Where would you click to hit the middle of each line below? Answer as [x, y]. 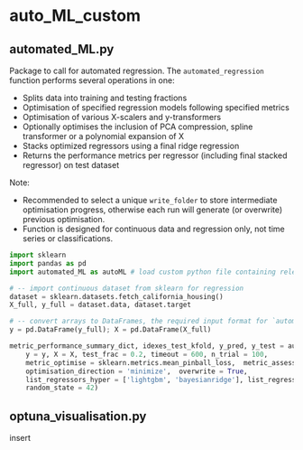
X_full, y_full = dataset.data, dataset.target [101, 305]
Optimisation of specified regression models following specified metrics [156, 108]
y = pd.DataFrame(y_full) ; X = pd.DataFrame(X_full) [110, 330]
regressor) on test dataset [71, 165]
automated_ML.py [62, 49]
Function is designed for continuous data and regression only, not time [154, 229]
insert [20, 438]
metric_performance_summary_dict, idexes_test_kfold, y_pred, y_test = [147, 346]
